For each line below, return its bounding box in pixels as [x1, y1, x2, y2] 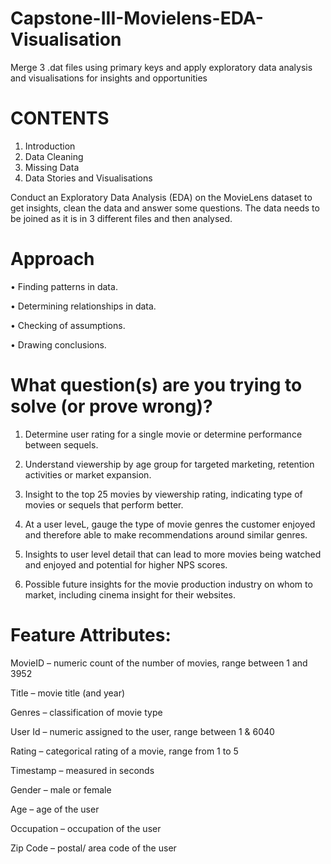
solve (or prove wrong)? [10, 395, 213, 417]
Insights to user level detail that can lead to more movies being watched [24, 548, 322, 560]
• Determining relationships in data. [10, 300, 157, 312]
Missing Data [24, 161, 80, 173]
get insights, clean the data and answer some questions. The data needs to [10, 202, 320, 214]
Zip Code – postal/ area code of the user [10, 842, 177, 854]
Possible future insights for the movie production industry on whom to [24, 578, 313, 590]
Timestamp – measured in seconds [10, 764, 155, 776]
